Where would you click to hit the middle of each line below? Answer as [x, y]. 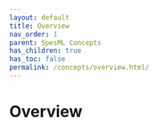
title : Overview [39, 26]
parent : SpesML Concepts [55, 42]
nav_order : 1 [33, 34]
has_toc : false [37, 59]
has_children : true [46, 51]
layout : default [39, 17]
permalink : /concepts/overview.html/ [79, 68]
